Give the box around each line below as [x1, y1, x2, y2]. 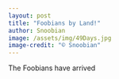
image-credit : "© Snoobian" [8, 41, 102, 49]
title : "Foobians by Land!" [8, 19, 102, 27]
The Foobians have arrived [8, 63, 96, 73]
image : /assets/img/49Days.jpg [8, 34, 112, 42]
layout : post [8, 11, 52, 20]
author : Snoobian [8, 26, 66, 34]
